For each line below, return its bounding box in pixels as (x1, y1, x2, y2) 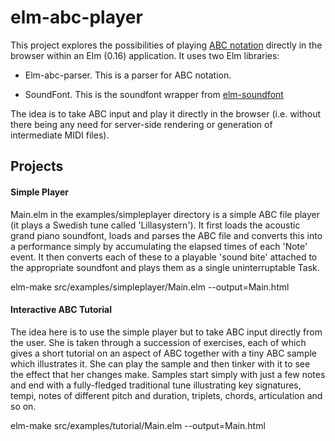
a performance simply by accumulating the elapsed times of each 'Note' (10, 240, 308, 252)
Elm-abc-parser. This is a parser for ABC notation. (24, 69, 232, 81)
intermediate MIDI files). (10, 129, 110, 141)
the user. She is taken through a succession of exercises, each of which (10, 336, 307, 348)
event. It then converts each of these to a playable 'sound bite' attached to (10, 251, 318, 263)
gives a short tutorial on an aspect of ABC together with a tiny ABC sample (10, 347, 318, 359)
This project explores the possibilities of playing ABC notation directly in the (10, 39, 323, 51)
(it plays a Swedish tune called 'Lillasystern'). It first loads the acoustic (10, 219, 301, 231)
